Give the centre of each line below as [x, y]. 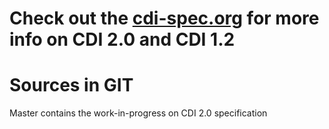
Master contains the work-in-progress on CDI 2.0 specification [138, 113]
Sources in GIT [71, 85]
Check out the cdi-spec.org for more [164, 18]
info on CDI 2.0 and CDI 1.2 [122, 39]
